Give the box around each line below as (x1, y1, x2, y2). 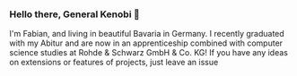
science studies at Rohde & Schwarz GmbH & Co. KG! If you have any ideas (9, 47, 289, 58)
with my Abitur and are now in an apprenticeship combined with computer (9, 38, 284, 48)
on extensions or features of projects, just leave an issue (9, 57, 219, 68)
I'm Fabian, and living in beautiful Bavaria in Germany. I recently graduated (9, 29, 284, 39)
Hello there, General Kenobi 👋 (9, 8, 141, 21)
